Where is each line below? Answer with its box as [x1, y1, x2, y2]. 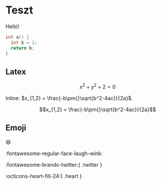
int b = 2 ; [11, 39, 37, 46]
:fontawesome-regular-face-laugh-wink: [5, 150, 103, 157]
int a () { [5, 34, 30, 40]
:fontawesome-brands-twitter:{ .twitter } [5, 161, 103, 168]
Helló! [5, 23, 20, 30]
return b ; [11, 45, 35, 51]
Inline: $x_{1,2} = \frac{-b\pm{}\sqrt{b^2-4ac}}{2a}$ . [5, 94, 133, 101]
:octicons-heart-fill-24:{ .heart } [5, 172, 82, 179]
